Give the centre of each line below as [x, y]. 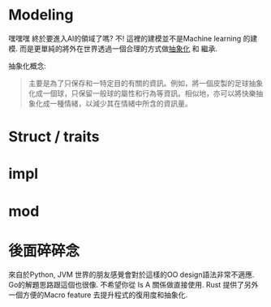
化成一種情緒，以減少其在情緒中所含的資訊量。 [114, 103]
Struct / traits [54, 137]
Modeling [41, 15]
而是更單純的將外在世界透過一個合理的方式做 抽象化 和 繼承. [118, 48]
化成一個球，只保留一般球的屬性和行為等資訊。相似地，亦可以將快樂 [142, 93]
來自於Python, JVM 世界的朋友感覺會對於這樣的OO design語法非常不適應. [131, 275]
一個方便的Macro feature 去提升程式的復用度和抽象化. [98, 295]
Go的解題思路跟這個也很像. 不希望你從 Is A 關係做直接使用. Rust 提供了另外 [133, 285]
